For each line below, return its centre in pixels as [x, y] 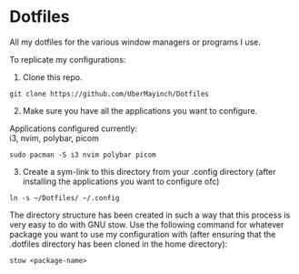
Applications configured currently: [74, 128]
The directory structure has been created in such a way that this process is [150, 215]
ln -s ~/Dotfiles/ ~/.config [65, 198]
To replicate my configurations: [68, 59]
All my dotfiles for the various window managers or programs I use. [135, 42]
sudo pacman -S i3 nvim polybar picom [83, 155]
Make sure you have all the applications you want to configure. [140, 110]
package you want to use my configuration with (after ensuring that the [143, 234]
